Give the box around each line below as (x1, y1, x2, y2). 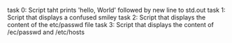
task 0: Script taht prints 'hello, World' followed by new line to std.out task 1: (7, 6, 226, 14)
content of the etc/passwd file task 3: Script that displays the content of (7, 21, 215, 28)
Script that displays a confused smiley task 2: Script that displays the (7, 13, 206, 21)
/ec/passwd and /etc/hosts (7, 28, 85, 36)
